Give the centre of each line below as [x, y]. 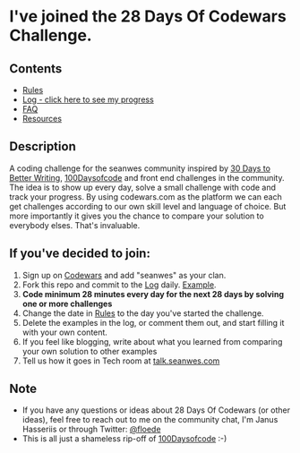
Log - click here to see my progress [88, 99]
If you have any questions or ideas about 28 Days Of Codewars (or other [156, 410]
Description [43, 146]
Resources [42, 119]
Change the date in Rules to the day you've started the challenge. [143, 313]
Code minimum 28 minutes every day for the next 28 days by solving [153, 294]
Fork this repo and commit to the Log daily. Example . [119, 285]
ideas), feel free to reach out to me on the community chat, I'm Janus [150, 420]
